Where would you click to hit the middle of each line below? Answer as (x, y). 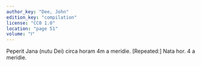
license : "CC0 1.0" (31, 23)
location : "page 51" (32, 28)
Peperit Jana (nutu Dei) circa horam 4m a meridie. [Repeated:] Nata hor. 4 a (101, 51)
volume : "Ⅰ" (21, 34)
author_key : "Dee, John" (38, 12)
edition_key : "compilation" (42, 17)
